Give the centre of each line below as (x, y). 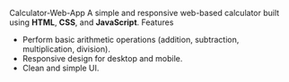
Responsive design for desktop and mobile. (102, 58)
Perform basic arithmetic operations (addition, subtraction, (131, 40)
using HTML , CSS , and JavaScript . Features (92, 22)
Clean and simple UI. (61, 68)
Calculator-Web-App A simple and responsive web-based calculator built (144, 13)
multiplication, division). (66, 49)
